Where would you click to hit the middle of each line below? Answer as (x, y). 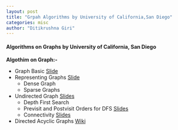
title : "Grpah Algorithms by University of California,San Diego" (89, 17)
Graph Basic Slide (36, 71)
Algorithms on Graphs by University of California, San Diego (81, 46)
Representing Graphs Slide (47, 78)
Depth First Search (46, 102)
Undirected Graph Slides (44, 96)
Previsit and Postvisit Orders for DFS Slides (76, 109)
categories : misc (27, 22)
